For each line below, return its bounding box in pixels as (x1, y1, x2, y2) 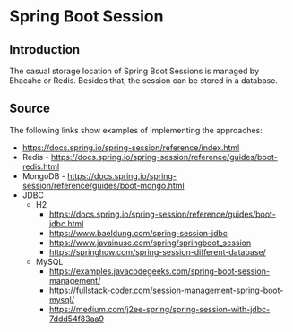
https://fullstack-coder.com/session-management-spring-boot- (48, 285, 284, 295)
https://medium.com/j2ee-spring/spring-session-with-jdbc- (48, 303, 271, 314)
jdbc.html (48, 217, 84, 229)
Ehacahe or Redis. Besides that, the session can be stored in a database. (9, 75, 278, 86)
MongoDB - (22, 170, 65, 181)
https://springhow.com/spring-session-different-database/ (48, 246, 266, 257)
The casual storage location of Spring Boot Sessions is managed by (9, 65, 260, 76)
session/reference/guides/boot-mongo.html (22, 180, 185, 191)
